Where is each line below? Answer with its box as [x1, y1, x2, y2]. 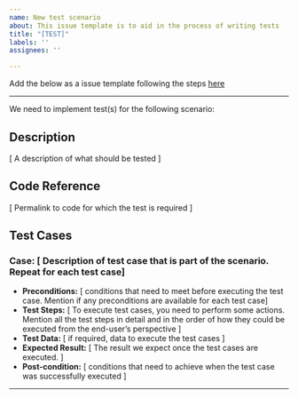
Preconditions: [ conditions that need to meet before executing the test [21, 286, 284, 297]
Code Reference [9, 179, 101, 194]
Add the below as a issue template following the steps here [9, 78, 225, 89]
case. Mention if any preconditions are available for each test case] [21, 295, 269, 306]
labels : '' [9, 37, 50, 47]
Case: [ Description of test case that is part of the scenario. [9, 255, 269, 267]
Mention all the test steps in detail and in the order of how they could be [21, 314, 286, 325]
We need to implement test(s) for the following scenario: [9, 104, 216, 115]
